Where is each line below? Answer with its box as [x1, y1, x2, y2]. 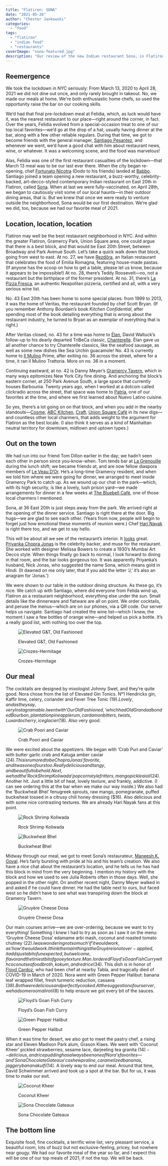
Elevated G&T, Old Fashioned [18, 638, 78, 644]
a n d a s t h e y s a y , [5, 701, 36, 708]
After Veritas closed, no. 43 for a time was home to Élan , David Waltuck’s [5, 332, 156, 337]
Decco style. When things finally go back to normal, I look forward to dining [5, 551, 161, 557]
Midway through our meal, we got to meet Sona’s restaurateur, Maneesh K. [5, 853, 160, 859]
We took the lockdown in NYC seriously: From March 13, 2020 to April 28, [5, 85, 157, 91]
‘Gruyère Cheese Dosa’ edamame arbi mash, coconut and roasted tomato [5, 935, 157, 941]
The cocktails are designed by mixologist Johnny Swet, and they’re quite [5, 686, 155, 692]
